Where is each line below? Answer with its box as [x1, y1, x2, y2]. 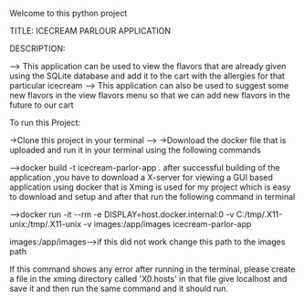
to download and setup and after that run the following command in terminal [9, 192, 296, 202]
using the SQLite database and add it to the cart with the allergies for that [9, 70, 286, 81]
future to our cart [9, 99, 75, 110]
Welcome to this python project [9, 8, 128, 18]
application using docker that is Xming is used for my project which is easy [9, 182, 291, 192]
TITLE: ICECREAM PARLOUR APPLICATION [9, 26, 172, 36]
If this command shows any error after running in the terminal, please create [9, 264, 296, 275]
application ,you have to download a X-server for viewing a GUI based [9, 172, 274, 182]
